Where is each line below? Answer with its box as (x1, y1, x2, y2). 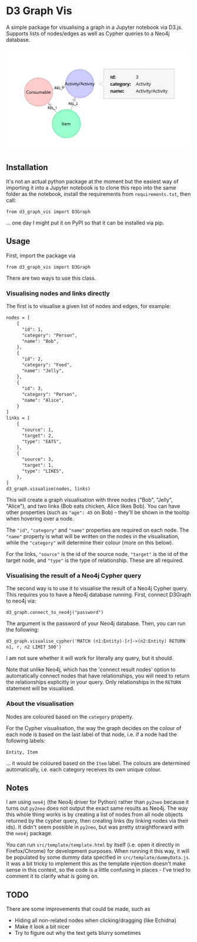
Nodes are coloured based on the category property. (6, 713, 133, 720)
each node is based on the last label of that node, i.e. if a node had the (6, 731, 178, 738)
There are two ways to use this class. (6, 274, 96, 282)
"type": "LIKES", (21, 468, 65, 475)
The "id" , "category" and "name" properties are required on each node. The (6, 526, 189, 534)
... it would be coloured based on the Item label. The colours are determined (6, 760, 190, 767)
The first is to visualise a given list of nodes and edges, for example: (6, 303, 172, 310)
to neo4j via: (6, 597, 36, 604)
